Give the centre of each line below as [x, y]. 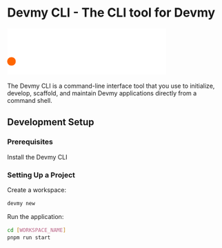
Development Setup [51, 122]
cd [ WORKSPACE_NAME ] [37, 230]
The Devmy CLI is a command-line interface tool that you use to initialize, [111, 86]
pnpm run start [29, 237]
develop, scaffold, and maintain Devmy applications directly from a [102, 93]
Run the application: [36, 216]
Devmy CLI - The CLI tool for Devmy [111, 13]
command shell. [30, 100]
